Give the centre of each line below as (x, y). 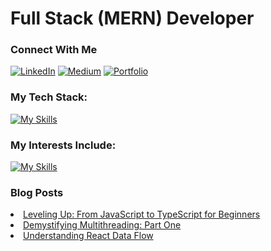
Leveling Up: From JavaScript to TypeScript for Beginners (142, 214)
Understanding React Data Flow (88, 236)
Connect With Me (54, 50)
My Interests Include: (63, 145)
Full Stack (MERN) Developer (132, 18)
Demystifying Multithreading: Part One (102, 225)
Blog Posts (37, 192)
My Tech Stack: (49, 97)
